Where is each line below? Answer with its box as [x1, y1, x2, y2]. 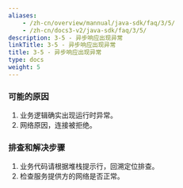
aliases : [8, 11, 37, 20]
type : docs [8, 56, 44, 64]
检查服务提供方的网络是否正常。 [19, 171, 124, 181]
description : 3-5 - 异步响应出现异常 [8, 33, 124, 42]
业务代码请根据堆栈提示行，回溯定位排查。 [19, 162, 159, 171]
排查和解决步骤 [8, 142, 66, 153]
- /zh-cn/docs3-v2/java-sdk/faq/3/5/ [22, 26, 147, 34]
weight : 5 [8, 63, 41, 71]
